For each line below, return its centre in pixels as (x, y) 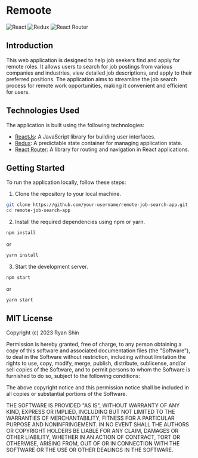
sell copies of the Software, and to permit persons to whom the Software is (98, 370)
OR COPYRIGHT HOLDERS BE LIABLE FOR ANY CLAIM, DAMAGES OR (92, 431)
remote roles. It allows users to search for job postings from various (89, 66)
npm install (21, 233)
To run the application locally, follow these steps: (66, 182)
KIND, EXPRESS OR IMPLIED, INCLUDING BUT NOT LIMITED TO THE (91, 412)
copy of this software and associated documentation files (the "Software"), (98, 351)
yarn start (20, 300)
